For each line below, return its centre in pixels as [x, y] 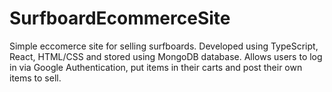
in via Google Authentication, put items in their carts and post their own [156, 67]
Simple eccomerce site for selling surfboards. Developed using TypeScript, [164, 46]
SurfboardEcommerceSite [120, 18]
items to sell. [35, 78]
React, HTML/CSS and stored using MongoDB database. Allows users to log [166, 56]
